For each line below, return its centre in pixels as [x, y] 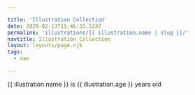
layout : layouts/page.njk [45, 46]
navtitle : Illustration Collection [59, 39]
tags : [15, 52]
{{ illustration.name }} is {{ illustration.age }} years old [85, 84]
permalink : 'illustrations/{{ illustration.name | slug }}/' [98, 33]
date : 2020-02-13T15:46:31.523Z [54, 26]
